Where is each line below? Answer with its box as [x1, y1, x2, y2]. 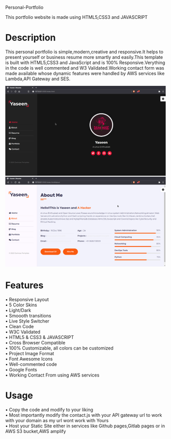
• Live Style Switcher [5, 318, 50, 324]
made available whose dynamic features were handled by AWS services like [5, 70, 165, 76]
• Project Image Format [5, 350, 54, 356]
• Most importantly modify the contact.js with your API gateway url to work [5, 412, 162, 418]
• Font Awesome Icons [5, 356, 53, 362]
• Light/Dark [5, 307, 32, 313]
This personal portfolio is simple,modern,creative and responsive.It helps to [5, 48, 164, 55]
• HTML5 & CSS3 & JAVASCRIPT [5, 334, 74, 340]
